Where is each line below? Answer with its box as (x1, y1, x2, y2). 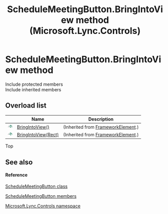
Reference (5, 172, 28, 178)
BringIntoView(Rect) (17, 131, 59, 137)
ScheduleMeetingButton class (5, 183, 68, 189)
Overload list (5, 101, 47, 110)
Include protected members (5, 81, 63, 87)
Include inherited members (5, 86, 62, 92)
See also (5, 158, 33, 166)
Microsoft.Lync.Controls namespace (5, 203, 81, 209)
